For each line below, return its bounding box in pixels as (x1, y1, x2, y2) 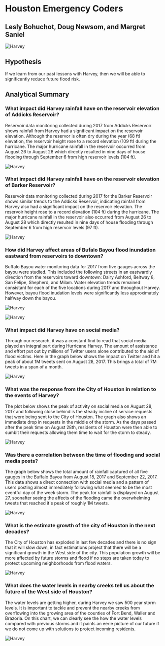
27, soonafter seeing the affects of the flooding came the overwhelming (5, 495, 150, 501)
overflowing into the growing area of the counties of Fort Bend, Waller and (5, 610, 156, 616)
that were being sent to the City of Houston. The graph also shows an (5, 414, 146, 420)
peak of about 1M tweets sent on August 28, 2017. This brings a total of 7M (5, 359, 157, 365)
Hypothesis (5, 58, 42, 66)
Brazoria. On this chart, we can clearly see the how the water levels (5, 615, 142, 621)
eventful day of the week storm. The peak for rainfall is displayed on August (5, 489, 159, 496)
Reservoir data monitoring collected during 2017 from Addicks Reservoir (5, 122, 152, 128)
